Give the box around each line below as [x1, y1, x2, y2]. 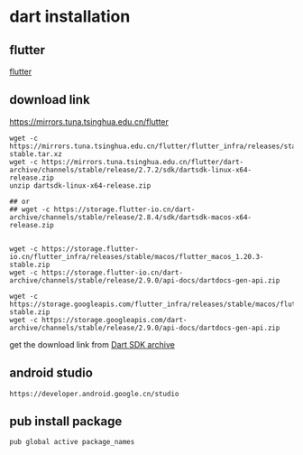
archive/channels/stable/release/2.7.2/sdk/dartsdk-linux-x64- [9, 165, 252, 174]
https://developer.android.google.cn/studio [9, 389, 179, 398]
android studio [9, 366, 93, 381]
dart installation [9, 6, 131, 27]
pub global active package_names [9, 438, 135, 447]
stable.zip [9, 260, 50, 269]
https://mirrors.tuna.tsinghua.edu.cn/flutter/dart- [41, 157, 244, 166]
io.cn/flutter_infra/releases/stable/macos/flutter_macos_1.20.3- [9, 252, 264, 261]
